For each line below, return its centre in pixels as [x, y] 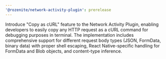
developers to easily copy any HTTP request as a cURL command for [77, 29]
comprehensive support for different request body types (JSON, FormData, [83, 40]
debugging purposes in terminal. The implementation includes [70, 35]
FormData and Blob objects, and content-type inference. [64, 51]
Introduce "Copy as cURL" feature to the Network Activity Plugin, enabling [82, 24]
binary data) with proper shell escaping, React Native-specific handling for [82, 45]
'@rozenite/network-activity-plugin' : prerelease [58, 10]
